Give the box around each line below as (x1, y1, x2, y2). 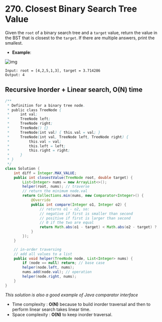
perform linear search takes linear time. (12, 306, 91, 312)
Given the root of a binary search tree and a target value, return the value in (5, 30, 158, 35)
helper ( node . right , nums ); (22, 274, 77, 279)
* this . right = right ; (7, 148, 70, 153)
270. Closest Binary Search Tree (5, 3, 137, 15)
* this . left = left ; (7, 144, 66, 148)
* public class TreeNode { (7, 108, 62, 113)
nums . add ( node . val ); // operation (22, 270, 92, 274)
